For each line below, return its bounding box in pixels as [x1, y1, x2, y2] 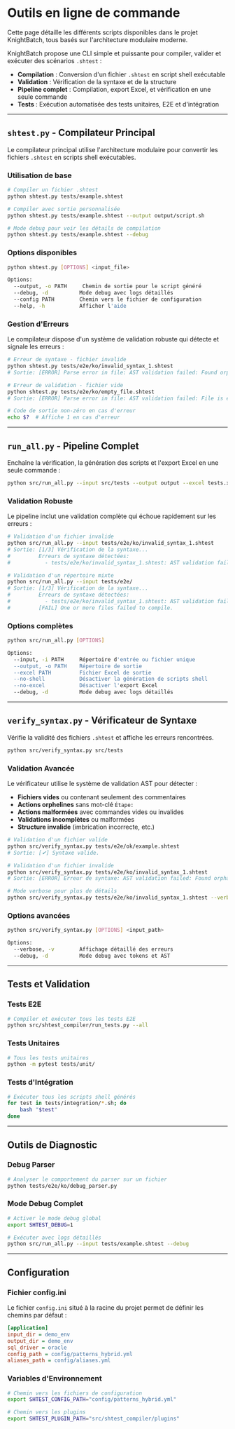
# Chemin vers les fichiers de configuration [7, 1390, 142, 1397]
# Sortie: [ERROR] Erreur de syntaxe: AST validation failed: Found [7, 875, 211, 882]
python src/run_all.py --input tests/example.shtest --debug [7, 1240, 190, 1247]
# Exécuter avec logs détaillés [7, 1234, 101, 1241]
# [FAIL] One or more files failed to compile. [7, 604, 173, 611]
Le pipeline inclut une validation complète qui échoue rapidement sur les [7, 512, 217, 520]
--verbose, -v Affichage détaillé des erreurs [13, 946, 173, 953]
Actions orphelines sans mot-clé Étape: [17, 801, 134, 809]
